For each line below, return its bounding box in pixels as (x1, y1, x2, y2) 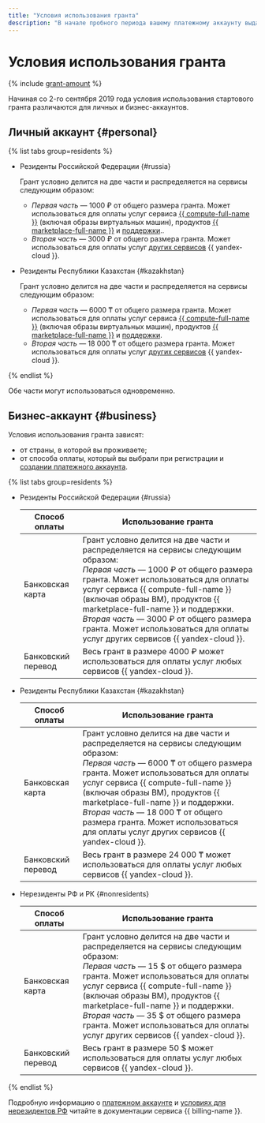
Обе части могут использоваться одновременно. (8, 386, 176, 395)
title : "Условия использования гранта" (8, 11, 140, 20)
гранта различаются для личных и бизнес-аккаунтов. (8, 103, 189, 112)
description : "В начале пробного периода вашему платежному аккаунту (8, 19, 242, 27)
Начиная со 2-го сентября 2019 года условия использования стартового (8, 94, 254, 103)
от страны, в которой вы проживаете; (19, 445, 147, 455)
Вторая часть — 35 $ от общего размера (82, 1010, 241, 1021)
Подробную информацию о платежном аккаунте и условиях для (8, 1098, 226, 1107)
